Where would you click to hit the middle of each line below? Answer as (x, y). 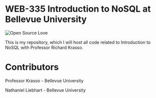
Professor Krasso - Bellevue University (44, 80)
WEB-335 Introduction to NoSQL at (78, 9)
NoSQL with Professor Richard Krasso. (44, 47)
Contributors (32, 67)
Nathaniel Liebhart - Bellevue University (46, 90)
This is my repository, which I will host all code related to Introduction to (78, 42)
